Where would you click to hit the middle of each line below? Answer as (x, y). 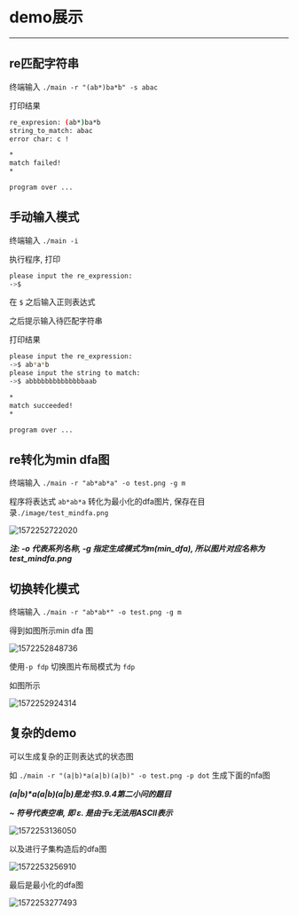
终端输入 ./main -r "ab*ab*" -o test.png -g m (95, 612)
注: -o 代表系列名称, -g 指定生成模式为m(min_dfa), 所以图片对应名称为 (137, 549)
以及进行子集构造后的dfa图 (58, 849)
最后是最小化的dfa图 (47, 885)
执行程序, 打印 (35, 259)
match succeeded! (41, 405)
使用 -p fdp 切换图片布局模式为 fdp (72, 667)
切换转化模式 (44, 588)
